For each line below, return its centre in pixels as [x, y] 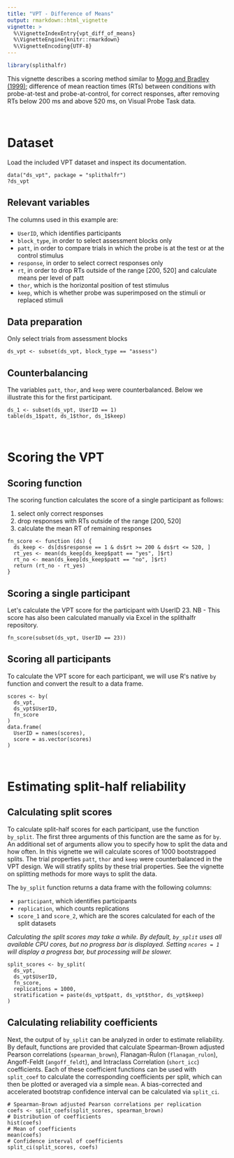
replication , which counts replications [73, 908]
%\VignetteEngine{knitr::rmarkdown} [67, 40]
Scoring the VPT [56, 457]
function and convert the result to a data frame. [75, 684]
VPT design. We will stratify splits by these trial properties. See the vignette [116, 866]
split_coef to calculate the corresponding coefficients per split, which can [115, 1076]
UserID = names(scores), [50, 733]
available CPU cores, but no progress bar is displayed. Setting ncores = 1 [114, 944]
